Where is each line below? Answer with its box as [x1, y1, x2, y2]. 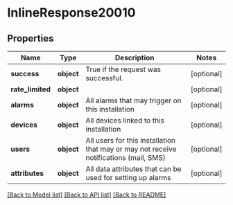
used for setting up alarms [85, 173, 171, 182]
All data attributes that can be [85, 164, 182, 174]
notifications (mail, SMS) [85, 153, 166, 162]
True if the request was [85, 64, 162, 74]
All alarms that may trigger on [85, 96, 182, 105]
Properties [7, 33, 54, 44]
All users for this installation [85, 136, 175, 145]
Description [114, 53, 155, 62]
